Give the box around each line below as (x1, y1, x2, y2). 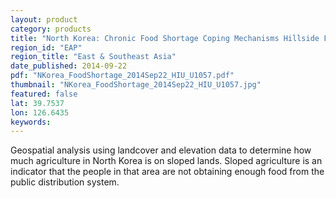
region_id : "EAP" (10, 42, 83, 53)
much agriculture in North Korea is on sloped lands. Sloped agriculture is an (10, 155, 323, 167)
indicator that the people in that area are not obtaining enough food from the (10, 166, 325, 178)
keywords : (10, 117, 52, 127)
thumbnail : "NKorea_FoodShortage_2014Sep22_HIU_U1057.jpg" (10, 80, 262, 90)
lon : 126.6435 (10, 107, 70, 118)
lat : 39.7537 (10, 98, 65, 108)
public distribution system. (10, 176, 120, 188)
